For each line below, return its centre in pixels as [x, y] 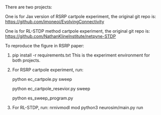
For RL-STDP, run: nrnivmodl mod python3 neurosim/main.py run [78, 107]
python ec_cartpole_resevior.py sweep [51, 89]
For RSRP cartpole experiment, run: [48, 70]
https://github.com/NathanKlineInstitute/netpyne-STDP [60, 36]
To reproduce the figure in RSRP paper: [45, 46]
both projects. [26, 60]
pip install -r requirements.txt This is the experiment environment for [81, 55]
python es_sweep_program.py [43, 98]
